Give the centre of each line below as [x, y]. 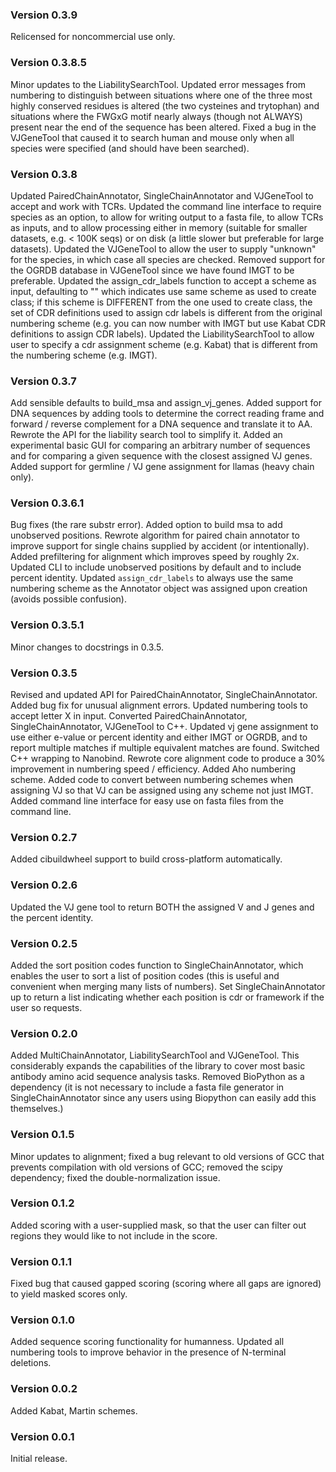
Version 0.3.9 [44, 15]
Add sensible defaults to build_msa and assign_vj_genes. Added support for [166, 403]
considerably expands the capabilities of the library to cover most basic [158, 1066]
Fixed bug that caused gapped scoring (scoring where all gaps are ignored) [166, 1284]
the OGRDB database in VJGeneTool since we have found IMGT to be [152, 270]
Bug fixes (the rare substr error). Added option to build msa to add [146, 525]
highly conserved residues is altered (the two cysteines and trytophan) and [165, 105]
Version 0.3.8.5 [49, 63]
